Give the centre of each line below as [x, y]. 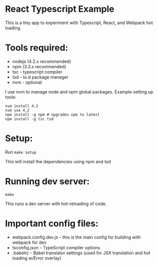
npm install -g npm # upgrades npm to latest [52, 115]
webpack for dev [29, 242]
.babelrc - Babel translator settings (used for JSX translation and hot [81, 253]
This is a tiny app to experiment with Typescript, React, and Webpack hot [79, 23]
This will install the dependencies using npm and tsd [58, 161]
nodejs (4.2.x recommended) [41, 61]
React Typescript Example [60, 9]
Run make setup [21, 152]
